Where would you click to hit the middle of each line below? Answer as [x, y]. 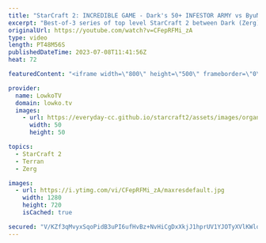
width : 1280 [42, 198]
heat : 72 [23, 60]
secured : [23, 226]
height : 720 [42, 205]
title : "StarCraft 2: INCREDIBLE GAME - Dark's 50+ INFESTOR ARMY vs [125, 15]
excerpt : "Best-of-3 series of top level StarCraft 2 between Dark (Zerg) [134, 23]
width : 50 [45, 125]
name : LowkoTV [38, 96]
